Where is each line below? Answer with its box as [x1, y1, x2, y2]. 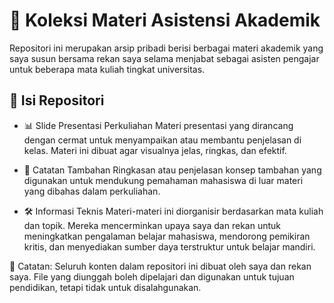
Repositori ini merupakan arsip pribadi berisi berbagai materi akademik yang [9, 42, 324, 54]
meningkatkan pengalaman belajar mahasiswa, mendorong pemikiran [23, 230, 311, 242]
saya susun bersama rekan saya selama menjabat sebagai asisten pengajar [9, 52, 320, 64]
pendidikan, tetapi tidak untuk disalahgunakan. [9, 281, 202, 293]
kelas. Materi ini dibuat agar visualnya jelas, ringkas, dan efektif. [23, 144, 287, 156]
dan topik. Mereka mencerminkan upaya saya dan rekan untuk [23, 219, 281, 231]
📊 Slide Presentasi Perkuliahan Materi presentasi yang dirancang [23, 119, 294, 131]
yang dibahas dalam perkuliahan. [23, 185, 161, 197]
